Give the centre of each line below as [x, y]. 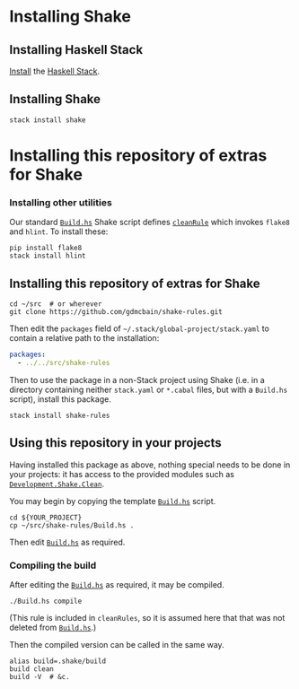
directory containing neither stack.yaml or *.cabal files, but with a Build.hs [149, 389]
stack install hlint [48, 256]
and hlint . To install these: [59, 231]
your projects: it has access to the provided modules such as [122, 474]
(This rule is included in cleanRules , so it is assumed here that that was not [147, 617]
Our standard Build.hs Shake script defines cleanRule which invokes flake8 [149, 222]
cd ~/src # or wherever [56, 304]
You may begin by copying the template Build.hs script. [113, 501]
